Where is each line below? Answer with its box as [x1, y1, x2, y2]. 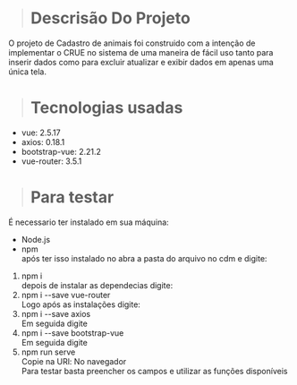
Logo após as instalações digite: [21, 299, 140, 310]
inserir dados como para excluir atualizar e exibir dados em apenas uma [8, 56, 274, 67]
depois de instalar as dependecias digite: [21, 279, 174, 290]
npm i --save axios [21, 308, 91, 319]
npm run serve [21, 346, 76, 357]
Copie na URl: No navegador [21, 355, 127, 366]
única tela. [8, 66, 47, 77]
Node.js [21, 234, 51, 244]
